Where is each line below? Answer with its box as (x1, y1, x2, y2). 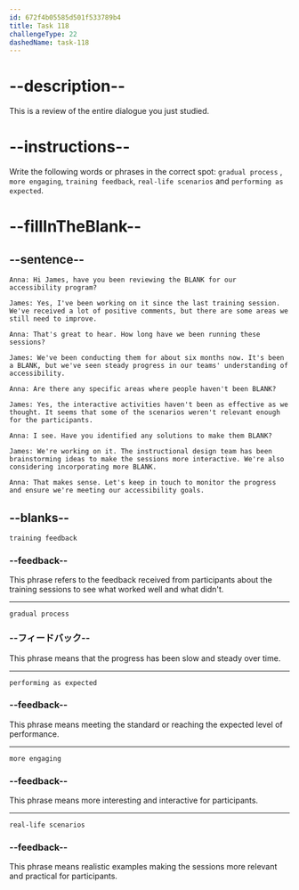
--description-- (9, 77, 126, 96)
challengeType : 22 (9, 29, 77, 38)
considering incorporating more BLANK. (9, 462, 158, 472)
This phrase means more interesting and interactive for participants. (9, 795, 259, 806)
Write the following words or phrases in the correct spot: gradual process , (9, 167, 283, 177)
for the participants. (9, 416, 93, 425)
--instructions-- (9, 137, 131, 157)
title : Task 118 (9, 21, 69, 30)
